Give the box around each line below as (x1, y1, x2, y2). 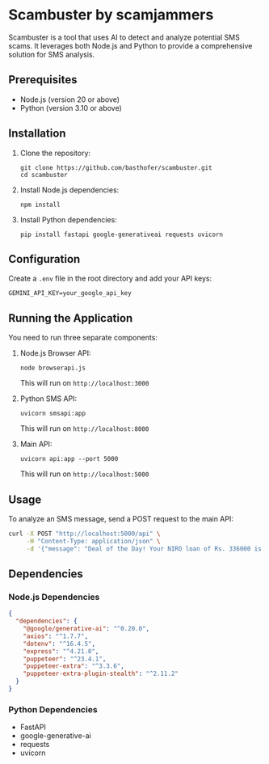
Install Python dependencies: (19, 214, 117, 224)
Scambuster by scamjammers (8, 6, 214, 24)
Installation (8, 127, 66, 141)
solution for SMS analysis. (8, 49, 95, 59)
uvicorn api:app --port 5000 (19, 455, 119, 463)
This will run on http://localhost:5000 (19, 469, 149, 479)
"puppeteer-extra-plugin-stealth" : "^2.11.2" (23, 669, 179, 678)
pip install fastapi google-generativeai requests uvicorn (19, 230, 224, 238)
